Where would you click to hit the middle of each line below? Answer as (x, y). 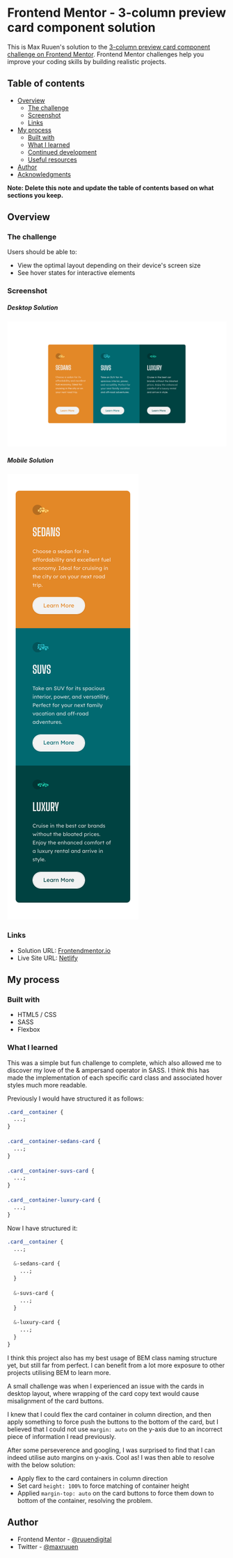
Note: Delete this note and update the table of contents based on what (111, 188)
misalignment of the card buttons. (56, 1401)
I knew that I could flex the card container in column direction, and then (110, 1414)
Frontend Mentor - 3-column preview (117, 13)
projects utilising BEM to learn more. (59, 1372)
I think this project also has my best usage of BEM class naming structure (112, 1358)
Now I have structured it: (42, 1228)
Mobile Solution (31, 460)
